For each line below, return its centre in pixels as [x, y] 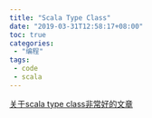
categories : [32, 43]
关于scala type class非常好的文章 [71, 103]
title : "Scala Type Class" [60, 18]
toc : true [28, 34]
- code [26, 69]
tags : [19, 60]
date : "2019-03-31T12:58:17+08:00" [76, 26]
